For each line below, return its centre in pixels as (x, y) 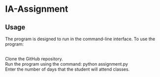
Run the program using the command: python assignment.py (66, 64)
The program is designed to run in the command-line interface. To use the (80, 39)
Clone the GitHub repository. (34, 59)
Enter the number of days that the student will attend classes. (67, 69)
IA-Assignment (37, 9)
